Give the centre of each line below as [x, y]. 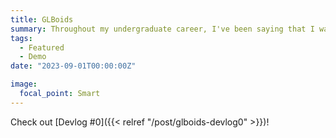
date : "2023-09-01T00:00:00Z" [73, 66]
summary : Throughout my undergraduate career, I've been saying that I [162, 29]
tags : [21, 38]
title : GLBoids [42, 19]
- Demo [33, 57]
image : [24, 84]
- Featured [42, 47]
